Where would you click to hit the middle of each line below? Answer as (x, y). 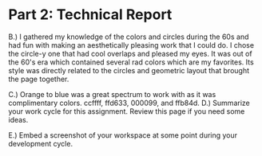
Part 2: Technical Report (90, 15)
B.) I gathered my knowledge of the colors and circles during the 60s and (129, 37)
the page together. (39, 79)
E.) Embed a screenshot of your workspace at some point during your (123, 135)
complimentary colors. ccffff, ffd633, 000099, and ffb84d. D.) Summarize (129, 103)
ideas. (18, 119)
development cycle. (41, 143)
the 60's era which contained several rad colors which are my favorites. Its (131, 62)
